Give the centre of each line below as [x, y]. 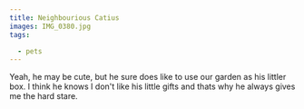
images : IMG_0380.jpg [50, 26]
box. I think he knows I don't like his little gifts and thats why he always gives [152, 86]
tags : [20, 35]
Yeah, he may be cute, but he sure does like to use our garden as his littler [148, 77]
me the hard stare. [44, 96]
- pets [30, 51]
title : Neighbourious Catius [64, 18]
